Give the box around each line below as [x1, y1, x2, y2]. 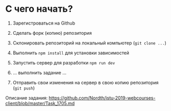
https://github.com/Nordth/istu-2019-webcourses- [48, 95, 156, 101]
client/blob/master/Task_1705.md [5, 100, 75, 106]
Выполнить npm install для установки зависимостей [12, 50, 129, 56]
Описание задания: [5, 95, 48, 101]
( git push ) [12, 85, 35, 91]
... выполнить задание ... [12, 70, 67, 76]
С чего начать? [5, 3, 73, 15]
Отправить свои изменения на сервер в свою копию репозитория [12, 79, 159, 85]
